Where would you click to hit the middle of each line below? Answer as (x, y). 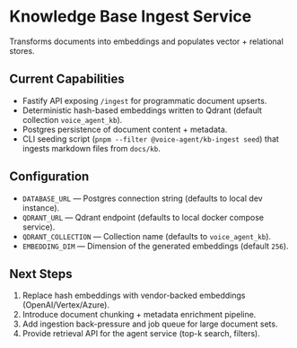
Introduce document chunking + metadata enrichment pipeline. (139, 315)
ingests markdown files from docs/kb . (92, 148)
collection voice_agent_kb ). (72, 119)
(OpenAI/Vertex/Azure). (66, 305)
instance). (41, 207)
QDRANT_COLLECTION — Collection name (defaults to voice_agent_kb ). (147, 236)
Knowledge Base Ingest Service (131, 17)
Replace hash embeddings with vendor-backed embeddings (134, 296)
